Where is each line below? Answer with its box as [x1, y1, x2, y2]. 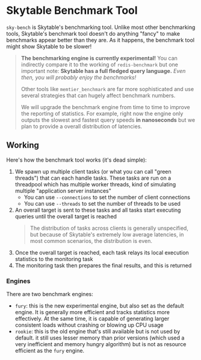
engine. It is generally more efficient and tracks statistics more [14, 309, 170, 316]
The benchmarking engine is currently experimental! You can [20, 54, 178, 62]
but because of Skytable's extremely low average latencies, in [29, 230, 184, 238]
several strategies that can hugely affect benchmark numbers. [20, 92, 176, 99]
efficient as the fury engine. [14, 347, 85, 355]
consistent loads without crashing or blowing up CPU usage [14, 321, 164, 329]
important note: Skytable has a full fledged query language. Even [20, 67, 186, 74]
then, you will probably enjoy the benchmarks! [20, 74, 137, 81]
